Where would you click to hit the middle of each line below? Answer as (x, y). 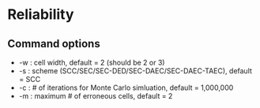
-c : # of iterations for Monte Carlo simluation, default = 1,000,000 (126, 88)
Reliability (41, 15)
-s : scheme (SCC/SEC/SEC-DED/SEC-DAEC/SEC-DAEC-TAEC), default (135, 71)
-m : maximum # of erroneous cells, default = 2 (96, 96)
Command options (54, 44)
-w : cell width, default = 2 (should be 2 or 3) (92, 62)
